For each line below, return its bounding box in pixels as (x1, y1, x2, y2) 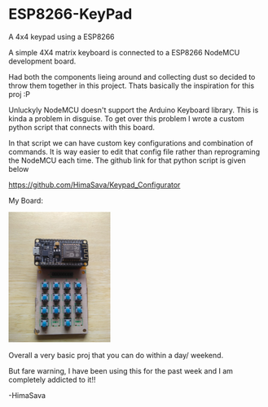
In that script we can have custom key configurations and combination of (8, 138, 254, 147)
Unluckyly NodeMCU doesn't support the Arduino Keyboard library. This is (8, 105, 259, 115)
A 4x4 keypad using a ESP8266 (8, 32, 116, 42)
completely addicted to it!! (8, 374, 96, 384)
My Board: (8, 195, 43, 205)
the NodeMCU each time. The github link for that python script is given (8, 155, 246, 165)
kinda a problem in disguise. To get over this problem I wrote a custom (8, 113, 244, 123)
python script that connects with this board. (8, 122, 156, 132)
